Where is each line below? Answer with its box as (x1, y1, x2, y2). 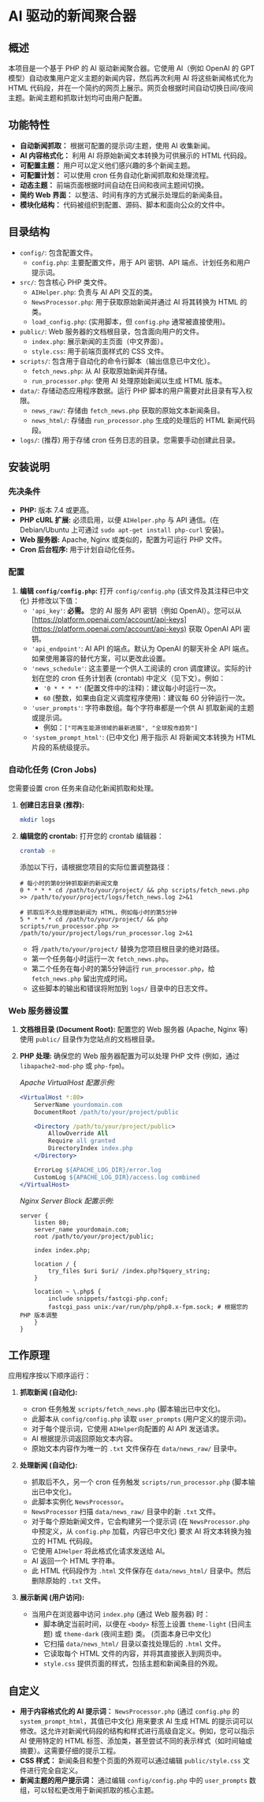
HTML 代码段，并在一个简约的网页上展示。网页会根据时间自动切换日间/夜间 (8, 84, 254, 92)
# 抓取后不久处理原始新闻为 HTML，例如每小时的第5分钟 (19, 908, 177, 916)
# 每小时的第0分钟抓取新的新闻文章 (19, 879, 119, 888)
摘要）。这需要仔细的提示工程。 (19, 1746, 121, 1755)
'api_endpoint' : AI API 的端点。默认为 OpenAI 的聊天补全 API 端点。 (31, 644, 254, 653)
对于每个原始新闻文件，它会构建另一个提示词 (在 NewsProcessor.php (31, 1516, 251, 1527)
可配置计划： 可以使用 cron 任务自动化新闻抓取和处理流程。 (19, 170, 214, 180)
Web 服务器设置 (8, 1005, 69, 1016)
